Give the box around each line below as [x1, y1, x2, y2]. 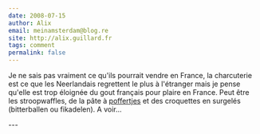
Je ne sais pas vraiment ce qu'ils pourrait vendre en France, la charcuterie [8, 71, 253, 80]
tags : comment [8, 41, 56, 49]
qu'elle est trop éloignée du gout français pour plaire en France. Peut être [8, 88, 250, 97]
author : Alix [8, 19, 52, 27]
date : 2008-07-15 [8, 11, 66, 20]
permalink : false [8, 49, 66, 57]
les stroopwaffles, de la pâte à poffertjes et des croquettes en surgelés [8, 97, 241, 105]
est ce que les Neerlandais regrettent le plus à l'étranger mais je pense [8, 79, 241, 89]
